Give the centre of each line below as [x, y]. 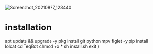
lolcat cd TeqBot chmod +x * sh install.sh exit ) [52, 46]
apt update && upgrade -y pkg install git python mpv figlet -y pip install [76, 41]
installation [28, 27]
